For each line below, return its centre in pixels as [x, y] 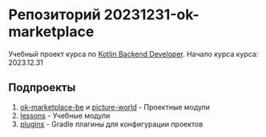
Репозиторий [55, 15]
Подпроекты [42, 88]
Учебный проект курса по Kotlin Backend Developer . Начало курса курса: [133, 54]
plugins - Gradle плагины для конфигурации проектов [111, 124]
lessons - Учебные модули [65, 115]
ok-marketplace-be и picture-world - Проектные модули [115, 107]
